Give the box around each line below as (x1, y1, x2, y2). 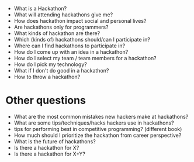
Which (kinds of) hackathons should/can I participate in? (13, 36, 150, 43)
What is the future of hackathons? (13, 137, 96, 145)
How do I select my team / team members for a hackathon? (13, 55, 157, 61)
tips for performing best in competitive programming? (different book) (13, 125, 182, 132)
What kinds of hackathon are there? (13, 30, 101, 37)
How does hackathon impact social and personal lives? (13, 18, 147, 24)
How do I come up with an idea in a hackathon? (13, 49, 129, 55)
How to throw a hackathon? (13, 73, 81, 80)
